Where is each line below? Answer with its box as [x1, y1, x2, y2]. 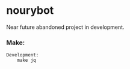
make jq [17, 58, 36, 64]
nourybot [6, 4, 54, 17]
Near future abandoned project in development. [6, 23, 125, 31]
